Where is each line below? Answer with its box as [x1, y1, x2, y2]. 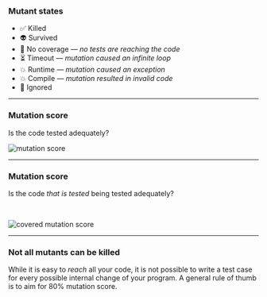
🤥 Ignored [19, 83, 52, 92]
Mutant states [8, 6, 64, 17]
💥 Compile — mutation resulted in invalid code [19, 74, 173, 83]
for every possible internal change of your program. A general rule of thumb [8, 273, 257, 283]
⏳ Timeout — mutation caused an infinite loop [19, 53, 171, 63]
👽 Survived [19, 33, 58, 43]
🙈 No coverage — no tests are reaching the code [19, 44, 180, 54]
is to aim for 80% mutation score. [8, 282, 118, 291]
